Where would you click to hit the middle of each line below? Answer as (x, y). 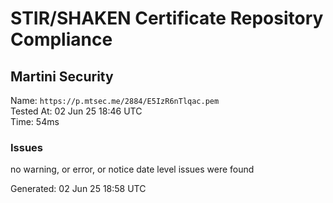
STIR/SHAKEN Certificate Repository (167, 18)
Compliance (61, 39)
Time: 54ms (35, 121)
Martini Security (62, 76)
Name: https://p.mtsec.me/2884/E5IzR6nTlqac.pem (115, 100)
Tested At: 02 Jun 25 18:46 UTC (76, 111)
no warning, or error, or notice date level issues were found (132, 169)
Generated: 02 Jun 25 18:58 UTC (78, 189)
